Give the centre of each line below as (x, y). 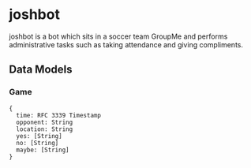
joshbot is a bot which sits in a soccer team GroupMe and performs (118, 36)
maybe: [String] (43, 150)
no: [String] (37, 143)
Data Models (41, 70)
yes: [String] (39, 136)
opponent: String (45, 122)
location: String (45, 129)
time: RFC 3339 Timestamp (59, 115)
